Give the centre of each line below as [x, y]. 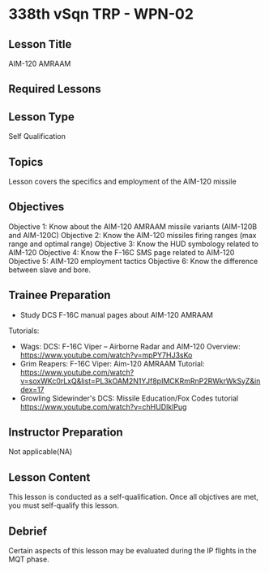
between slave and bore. [50, 270]
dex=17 [32, 389]
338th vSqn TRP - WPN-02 [101, 14]
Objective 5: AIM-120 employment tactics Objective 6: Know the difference [133, 261]
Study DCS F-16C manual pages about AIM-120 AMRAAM [116, 314]
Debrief [28, 531]
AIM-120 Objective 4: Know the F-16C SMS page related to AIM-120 [122, 252]
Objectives [36, 207]
